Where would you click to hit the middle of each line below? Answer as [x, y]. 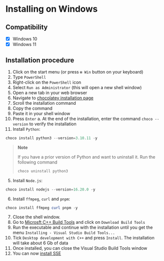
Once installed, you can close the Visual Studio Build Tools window [80, 248]
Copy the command [32, 108]
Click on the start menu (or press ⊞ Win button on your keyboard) [78, 71]
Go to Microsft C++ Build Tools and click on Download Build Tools [79, 222]
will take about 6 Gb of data [40, 243]
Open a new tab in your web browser [50, 93]
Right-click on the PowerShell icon [47, 82]
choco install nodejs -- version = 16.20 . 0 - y [51, 190]
